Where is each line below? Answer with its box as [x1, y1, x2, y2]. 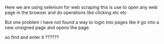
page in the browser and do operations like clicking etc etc [5, 9, 127, 15]
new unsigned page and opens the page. [5, 24, 91, 30]
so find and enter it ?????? [5, 34, 59, 40]
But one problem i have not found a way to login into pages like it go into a [5, 19, 159, 25]
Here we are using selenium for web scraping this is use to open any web [5, 4, 158, 10]
